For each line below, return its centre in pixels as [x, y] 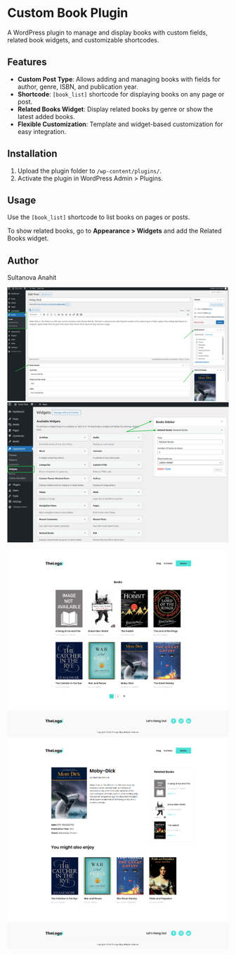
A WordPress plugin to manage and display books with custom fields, [107, 32]
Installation [32, 154]
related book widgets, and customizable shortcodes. [83, 39]
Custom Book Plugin [68, 13]
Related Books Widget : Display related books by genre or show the [115, 109]
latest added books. [46, 116]
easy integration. [42, 131]
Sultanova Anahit [32, 278]
